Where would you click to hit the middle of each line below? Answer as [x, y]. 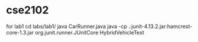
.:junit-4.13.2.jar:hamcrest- [160, 26]
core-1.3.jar [20, 32]
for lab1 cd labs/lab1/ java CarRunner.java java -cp [67, 26]
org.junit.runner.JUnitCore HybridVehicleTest [90, 32]
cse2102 [27, 10]
